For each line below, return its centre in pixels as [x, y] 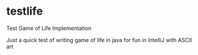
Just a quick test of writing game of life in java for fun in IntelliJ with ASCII [99, 40]
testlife [25, 11]
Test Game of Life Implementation [49, 28]
